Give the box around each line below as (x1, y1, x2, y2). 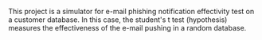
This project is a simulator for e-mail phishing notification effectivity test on (8, 7, 255, 16)
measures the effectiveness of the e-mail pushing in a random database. (8, 24, 247, 32)
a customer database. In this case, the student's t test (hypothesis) (8, 15, 228, 24)
